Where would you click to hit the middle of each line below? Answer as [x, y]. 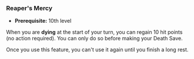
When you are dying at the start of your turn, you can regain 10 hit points [94, 32]
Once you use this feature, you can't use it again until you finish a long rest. [97, 50]
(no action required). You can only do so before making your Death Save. [95, 39]
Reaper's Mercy [29, 8]
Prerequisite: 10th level [43, 21]
